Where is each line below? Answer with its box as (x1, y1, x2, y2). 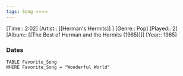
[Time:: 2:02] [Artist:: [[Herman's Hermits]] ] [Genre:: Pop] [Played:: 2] (6, 25, 178, 32)
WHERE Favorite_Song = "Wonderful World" (6, 64, 111, 70)
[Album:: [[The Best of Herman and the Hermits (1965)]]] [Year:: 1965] (6, 31, 177, 38)
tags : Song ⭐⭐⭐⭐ (6, 8, 49, 15)
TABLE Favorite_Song (6, 59, 58, 65)
